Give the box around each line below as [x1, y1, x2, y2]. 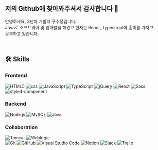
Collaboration [5, 124, 38, 131]
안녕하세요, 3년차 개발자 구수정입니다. [5, 19, 77, 24]
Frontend [5, 72, 27, 79]
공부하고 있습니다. [5, 31, 39, 37]
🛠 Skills [5, 55, 30, 63]
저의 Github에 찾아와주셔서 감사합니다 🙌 [5, 4, 119, 13]
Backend [5, 100, 27, 107]
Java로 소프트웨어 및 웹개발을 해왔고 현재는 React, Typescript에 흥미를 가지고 [5, 24, 154, 30]
